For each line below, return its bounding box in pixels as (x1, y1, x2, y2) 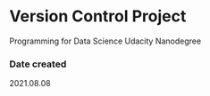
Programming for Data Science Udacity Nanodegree (9, 36, 202, 46)
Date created (9, 58, 67, 70)
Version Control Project (9, 6, 187, 27)
